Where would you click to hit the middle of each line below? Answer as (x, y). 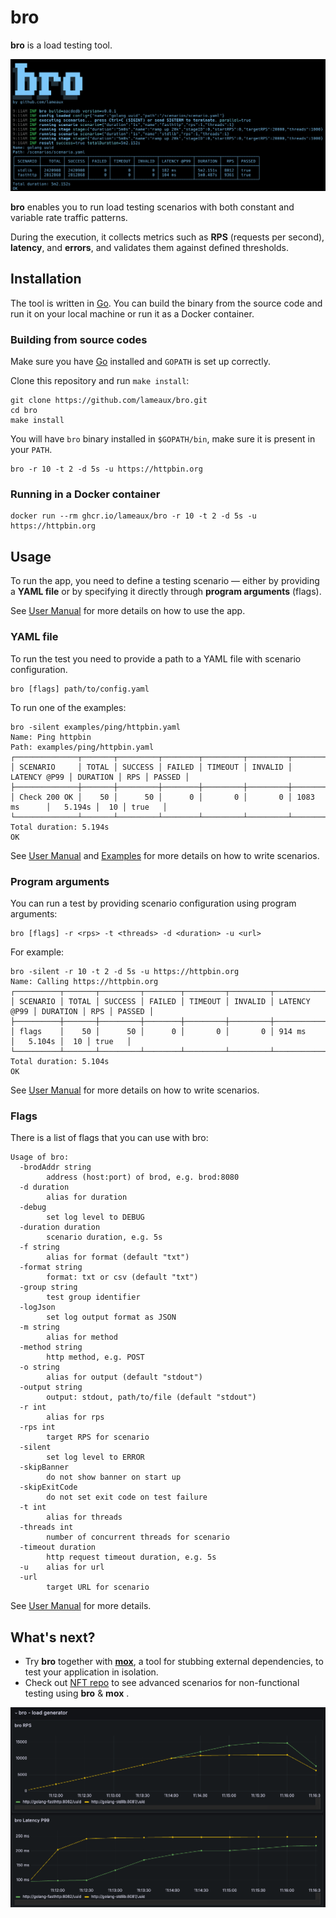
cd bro (24, 411)
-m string (39, 1327)
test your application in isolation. (91, 1672)
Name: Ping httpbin (51, 737)
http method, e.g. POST (95, 1357)
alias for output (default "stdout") (124, 1377)
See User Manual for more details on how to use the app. (128, 611)
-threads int (46, 1527)
